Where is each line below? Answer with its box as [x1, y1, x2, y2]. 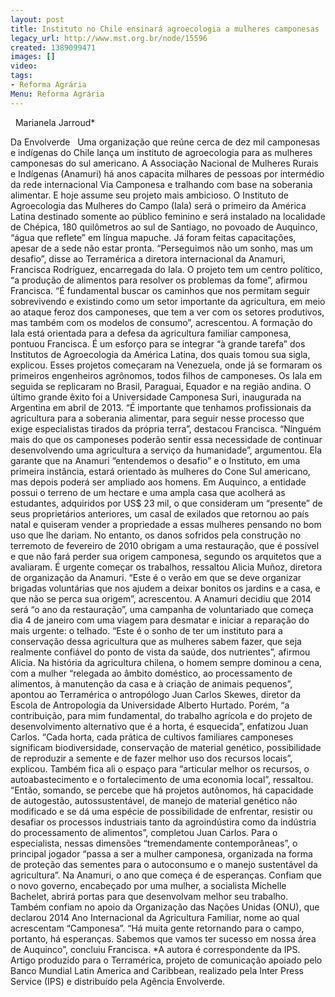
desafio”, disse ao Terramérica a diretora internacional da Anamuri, [10, 252, 286, 265]
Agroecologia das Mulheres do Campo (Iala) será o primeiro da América [10, 199, 307, 211]
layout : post [10, 14, 65, 25]
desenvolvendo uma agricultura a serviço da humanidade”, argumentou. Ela [10, 444, 323, 456]
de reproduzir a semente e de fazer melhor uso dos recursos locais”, [10, 752, 293, 764]
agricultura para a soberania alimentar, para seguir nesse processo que [10, 412, 305, 424]
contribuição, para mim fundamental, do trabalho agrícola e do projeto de [10, 709, 313, 721]
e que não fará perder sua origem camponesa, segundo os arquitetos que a [10, 550, 322, 562]
